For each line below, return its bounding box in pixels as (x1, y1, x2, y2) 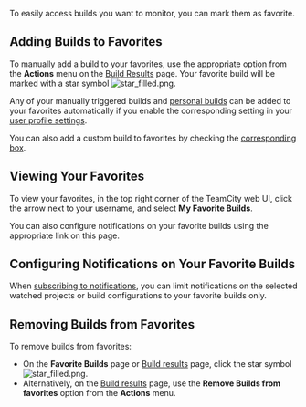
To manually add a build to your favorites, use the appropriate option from (9, 58, 288, 69)
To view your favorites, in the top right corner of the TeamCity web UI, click (9, 193, 292, 203)
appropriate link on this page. (9, 230, 121, 241)
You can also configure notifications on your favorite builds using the (9, 220, 269, 231)
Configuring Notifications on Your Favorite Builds (9, 256, 296, 272)
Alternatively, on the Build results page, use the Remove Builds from (22, 378, 281, 389)
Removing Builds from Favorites (9, 317, 195, 332)
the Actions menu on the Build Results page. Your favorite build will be (9, 68, 276, 78)
